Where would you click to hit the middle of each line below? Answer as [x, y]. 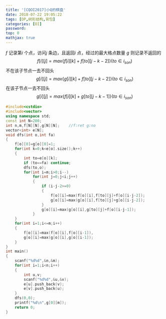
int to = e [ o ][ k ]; [41, 158]
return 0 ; [25, 307]
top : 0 [13, 33]
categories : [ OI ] [24, 24]
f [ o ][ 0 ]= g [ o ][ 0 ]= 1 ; [35, 144]
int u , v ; [33, 275]
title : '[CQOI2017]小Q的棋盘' [36, 10]
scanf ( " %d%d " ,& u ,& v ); [46, 279]
